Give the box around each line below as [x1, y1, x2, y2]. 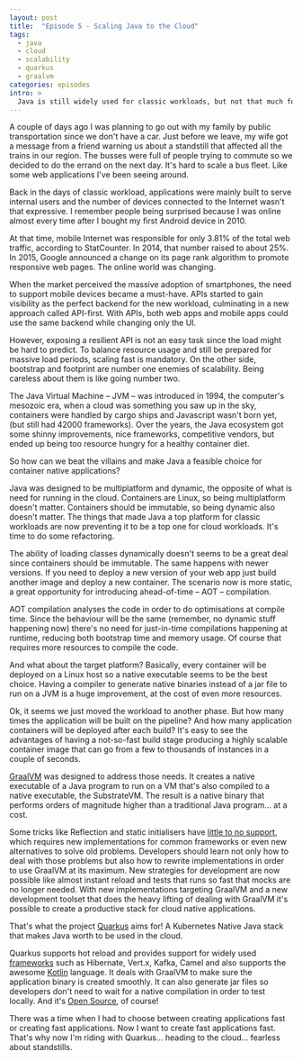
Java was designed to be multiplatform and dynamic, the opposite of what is [9, 483, 292, 494]
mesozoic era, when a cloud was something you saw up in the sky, [9, 400, 257, 411]
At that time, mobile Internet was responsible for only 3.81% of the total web [9, 233, 290, 244]
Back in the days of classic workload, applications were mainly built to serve [9, 186, 292, 198]
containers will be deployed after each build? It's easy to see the [9, 725, 248, 736]
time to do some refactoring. [9, 530, 115, 541]
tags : [9, 30, 30, 39]
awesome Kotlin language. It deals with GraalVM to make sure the [9, 967, 253, 978]
